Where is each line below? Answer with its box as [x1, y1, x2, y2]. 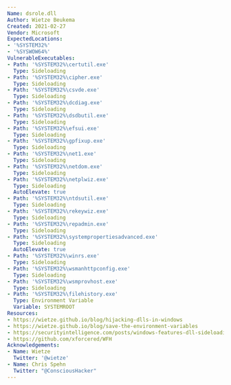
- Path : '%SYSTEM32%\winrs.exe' [7, 253, 100, 259]
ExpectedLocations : [7, 36, 63, 43]
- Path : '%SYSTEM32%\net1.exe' [7, 150, 97, 158]
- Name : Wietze [7, 348, 51, 355]
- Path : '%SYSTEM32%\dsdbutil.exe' [7, 112, 109, 119]
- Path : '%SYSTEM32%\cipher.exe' [7, 73, 103, 81]
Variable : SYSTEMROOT [13, 303, 76, 311]
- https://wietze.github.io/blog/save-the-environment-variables [7, 323, 198, 329]
